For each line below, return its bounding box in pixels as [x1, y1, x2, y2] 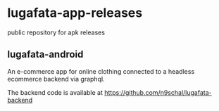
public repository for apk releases [7, 28, 106, 37]
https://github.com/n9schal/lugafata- [104, 88, 213, 96]
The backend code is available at [7, 88, 104, 96]
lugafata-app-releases [7, 5, 143, 21]
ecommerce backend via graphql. [7, 74, 105, 83]
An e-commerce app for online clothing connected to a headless [7, 67, 195, 75]
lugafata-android [7, 48, 84, 60]
